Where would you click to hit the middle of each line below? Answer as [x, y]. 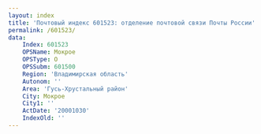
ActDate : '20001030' [56, 111]
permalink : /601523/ [42, 30]
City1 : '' [39, 103]
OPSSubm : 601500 [49, 67]
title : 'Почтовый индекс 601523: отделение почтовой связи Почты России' [132, 23]
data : [17, 37]
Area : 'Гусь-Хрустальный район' [75, 89]
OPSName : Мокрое [49, 52]
